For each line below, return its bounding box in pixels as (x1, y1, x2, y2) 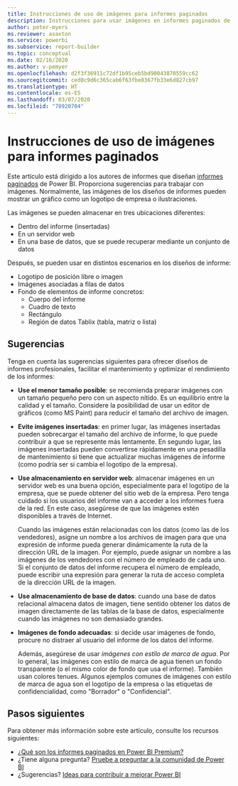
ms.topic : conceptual (7, 50, 72, 58)
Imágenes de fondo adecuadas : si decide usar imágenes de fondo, (17, 628, 216, 636)
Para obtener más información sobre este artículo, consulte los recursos (7, 726, 219, 735)
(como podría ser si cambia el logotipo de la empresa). (17, 459, 178, 469)
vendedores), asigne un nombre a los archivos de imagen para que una (17, 533, 227, 541)
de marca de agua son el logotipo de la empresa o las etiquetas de (17, 679, 213, 688)
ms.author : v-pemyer (7, 63, 69, 70)
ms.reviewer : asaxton (7, 30, 72, 38)
